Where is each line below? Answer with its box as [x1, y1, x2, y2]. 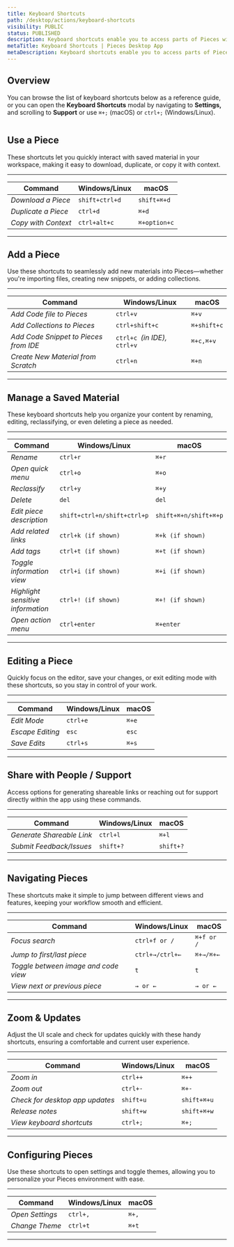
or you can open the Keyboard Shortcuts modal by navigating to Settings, [7, 100, 221, 109]
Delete [10, 495, 33, 505]
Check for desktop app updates [10, 1095, 115, 1105]
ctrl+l [98, 831, 120, 839]
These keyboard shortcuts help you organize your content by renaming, [7, 410, 213, 418]
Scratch [10, 361, 37, 370]
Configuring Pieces [7, 1149, 93, 1161]
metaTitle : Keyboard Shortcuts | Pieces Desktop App [7, 42, 164, 49]
